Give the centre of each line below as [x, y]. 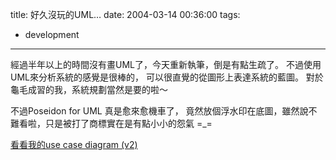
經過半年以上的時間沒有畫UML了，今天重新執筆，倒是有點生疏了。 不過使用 [166, 64]
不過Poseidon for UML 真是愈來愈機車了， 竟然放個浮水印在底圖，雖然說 [159, 111]
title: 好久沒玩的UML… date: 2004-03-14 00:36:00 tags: [125, 14]
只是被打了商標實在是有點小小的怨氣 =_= [128, 123]
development [52, 34]
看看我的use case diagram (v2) [74, 144]
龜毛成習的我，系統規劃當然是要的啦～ [89, 89]
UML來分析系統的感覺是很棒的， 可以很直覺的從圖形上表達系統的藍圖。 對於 [167, 77]
